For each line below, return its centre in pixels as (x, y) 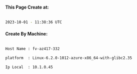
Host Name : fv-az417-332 (32, 49)
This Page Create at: (27, 7)
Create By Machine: (27, 33)
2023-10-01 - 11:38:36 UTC (34, 22)
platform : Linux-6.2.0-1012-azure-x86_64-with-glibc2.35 (69, 58)
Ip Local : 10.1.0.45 (29, 67)
